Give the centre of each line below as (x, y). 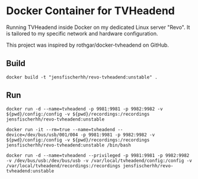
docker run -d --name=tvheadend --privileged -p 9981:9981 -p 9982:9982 (98, 155)
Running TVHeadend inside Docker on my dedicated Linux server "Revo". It (98, 27)
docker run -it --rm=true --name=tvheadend (61, 129)
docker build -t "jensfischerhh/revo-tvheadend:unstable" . (82, 77)
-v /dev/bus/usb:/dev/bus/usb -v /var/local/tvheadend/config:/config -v (99, 161)
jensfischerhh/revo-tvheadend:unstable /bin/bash (69, 145)
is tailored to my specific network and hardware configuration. (82, 33)
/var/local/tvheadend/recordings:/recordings (63, 166)
